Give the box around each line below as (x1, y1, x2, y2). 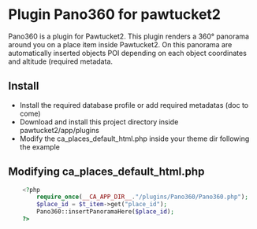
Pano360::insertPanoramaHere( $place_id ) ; (36, 208, 175, 216)
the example (19, 142, 61, 151)
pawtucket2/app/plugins (19, 125, 100, 135)
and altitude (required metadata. (8, 57, 113, 66)
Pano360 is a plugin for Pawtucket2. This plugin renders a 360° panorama (8, 31, 250, 41)
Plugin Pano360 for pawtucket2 (8, 6, 221, 24)
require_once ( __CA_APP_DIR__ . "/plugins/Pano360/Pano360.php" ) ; (36, 193, 248, 201)
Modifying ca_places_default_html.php (8, 165, 205, 179)
